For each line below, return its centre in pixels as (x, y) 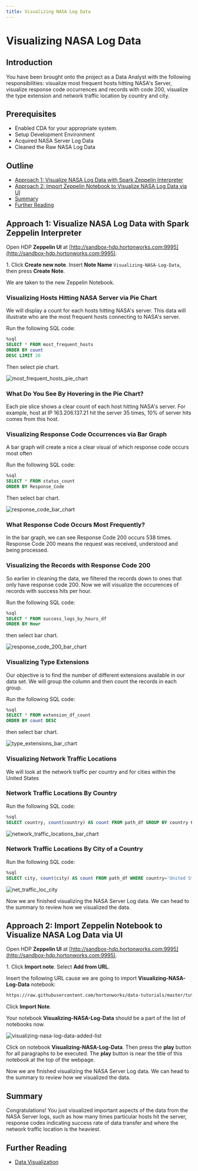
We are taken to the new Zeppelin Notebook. (60, 283)
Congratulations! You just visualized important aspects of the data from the (97, 1110)
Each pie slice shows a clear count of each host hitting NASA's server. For (96, 407)
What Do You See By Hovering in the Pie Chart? (75, 393)
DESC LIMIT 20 (24, 355)
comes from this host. (33, 419)
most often (19, 454)
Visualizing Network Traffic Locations (61, 759)
